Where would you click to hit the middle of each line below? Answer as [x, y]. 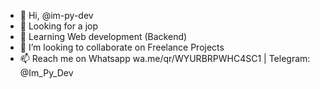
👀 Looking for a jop [59, 26]
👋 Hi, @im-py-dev [56, 15]
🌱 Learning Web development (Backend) [103, 36]
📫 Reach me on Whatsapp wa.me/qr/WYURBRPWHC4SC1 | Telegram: [165, 58]
